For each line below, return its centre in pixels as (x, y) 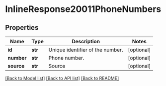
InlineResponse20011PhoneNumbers (83, 9)
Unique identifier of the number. (86, 50)
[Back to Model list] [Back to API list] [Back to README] (62, 78)
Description (86, 42)
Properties (22, 28)
